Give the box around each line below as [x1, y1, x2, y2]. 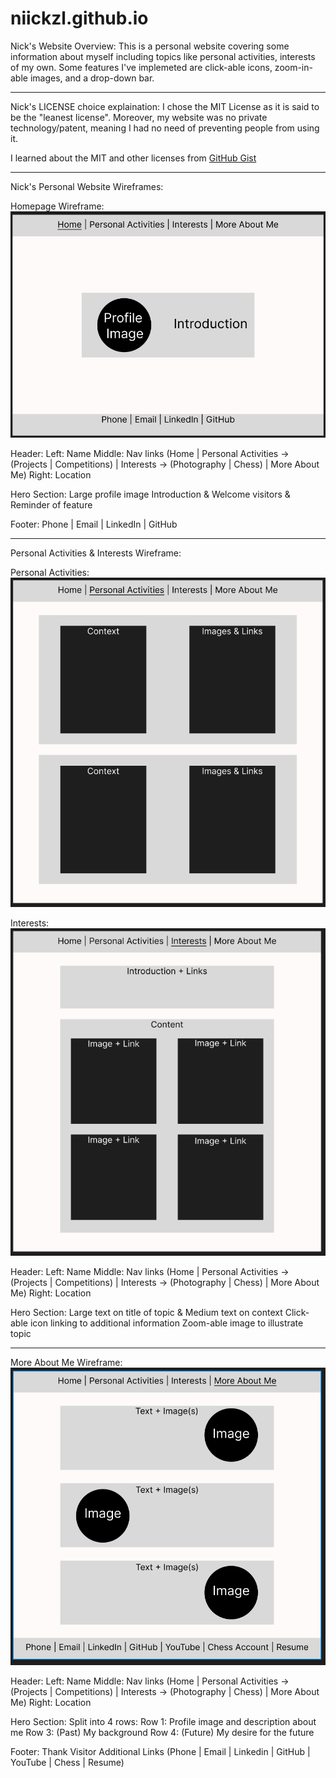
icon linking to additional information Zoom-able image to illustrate [29, 1317, 304, 1329]
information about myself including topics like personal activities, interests [10, 50, 316, 62]
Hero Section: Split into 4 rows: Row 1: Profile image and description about [10, 1716, 317, 1728]
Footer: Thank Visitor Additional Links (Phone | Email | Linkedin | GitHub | [10, 1746, 311, 1758]
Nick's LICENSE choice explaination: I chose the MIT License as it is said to [10, 100, 320, 112]
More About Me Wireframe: [10, 1357, 123, 1369]
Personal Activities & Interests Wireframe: [10, 547, 182, 559]
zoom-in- [274, 61, 313, 73]
